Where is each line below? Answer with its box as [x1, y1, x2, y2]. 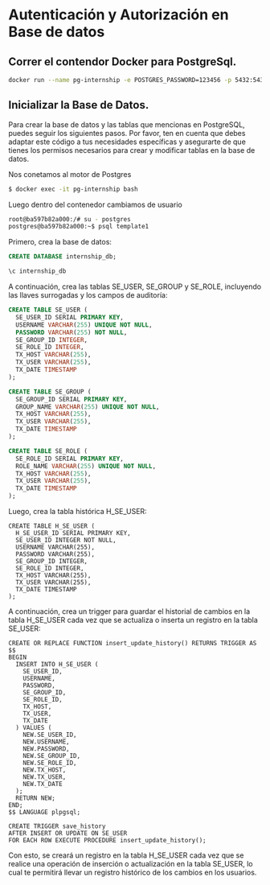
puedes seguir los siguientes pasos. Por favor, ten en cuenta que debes [8, 128, 246, 138]
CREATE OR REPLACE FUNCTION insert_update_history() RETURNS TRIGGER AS [8, 640, 257, 648]
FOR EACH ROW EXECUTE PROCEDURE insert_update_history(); [8, 837, 207, 845]
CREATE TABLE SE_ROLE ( [8, 447, 88, 455]
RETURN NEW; [15, 794, 56, 802]
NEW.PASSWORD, [22, 745, 70, 753]
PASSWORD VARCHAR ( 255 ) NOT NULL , [15, 328, 128, 336]
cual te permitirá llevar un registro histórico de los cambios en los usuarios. [8, 867, 257, 878]
